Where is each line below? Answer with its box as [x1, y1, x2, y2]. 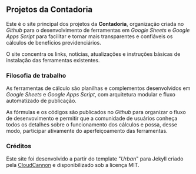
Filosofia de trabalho [6, 71, 67, 79]
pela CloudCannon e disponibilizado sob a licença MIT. [6, 162, 139, 169]
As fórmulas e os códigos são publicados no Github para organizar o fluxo [6, 109, 187, 116]
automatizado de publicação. [6, 97, 77, 105]
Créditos [6, 142, 31, 150]
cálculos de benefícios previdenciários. [6, 39, 101, 46]
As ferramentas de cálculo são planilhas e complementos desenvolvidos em [6, 85, 191, 92]
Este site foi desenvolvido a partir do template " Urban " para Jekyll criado [6, 155, 184, 162]
